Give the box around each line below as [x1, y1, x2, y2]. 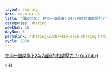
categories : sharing [5, 20, 47, 26]
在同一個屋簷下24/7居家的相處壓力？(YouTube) [5, 52, 98, 58]
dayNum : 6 [5, 29, 25, 34]
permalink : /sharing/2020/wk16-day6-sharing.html [5, 34, 108, 39]
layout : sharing [5, 7, 38, 12]
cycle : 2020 [5, 39, 29, 43]
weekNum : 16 [5, 25, 29, 30]
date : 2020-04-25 [5, 12, 40, 16]
